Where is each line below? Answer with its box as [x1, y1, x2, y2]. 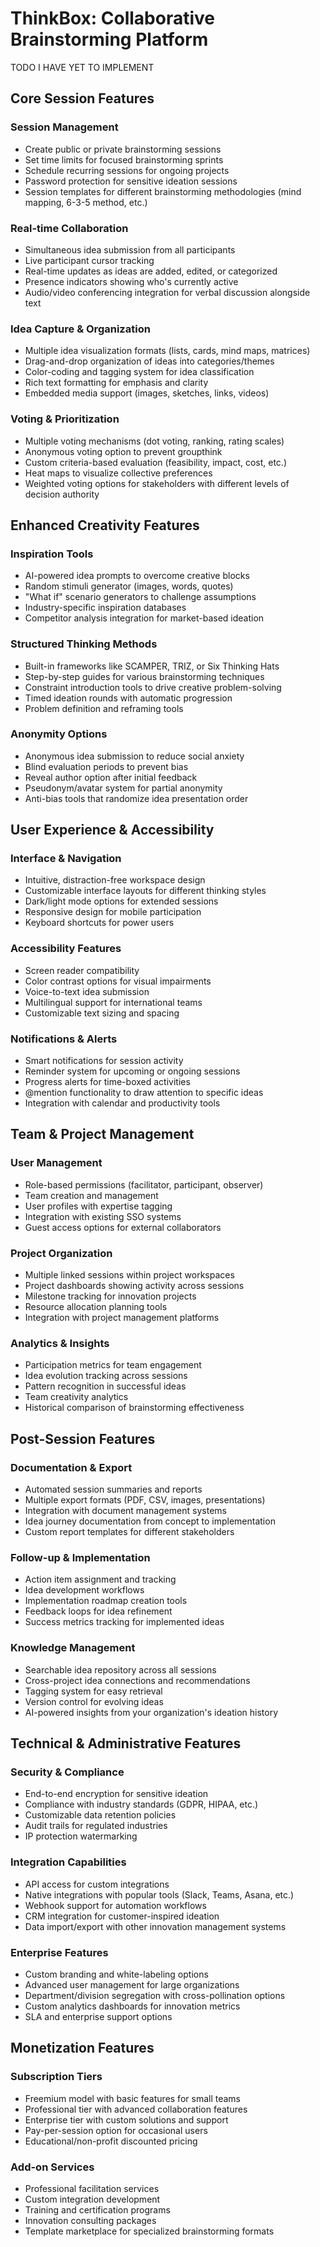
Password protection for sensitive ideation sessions [24, 175, 238, 187]
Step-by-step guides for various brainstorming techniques [24, 670, 265, 682]
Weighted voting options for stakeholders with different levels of [24, 477, 290, 489]
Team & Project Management [10, 1126, 195, 1143]
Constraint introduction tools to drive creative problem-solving [24, 681, 282, 693]
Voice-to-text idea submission [24, 985, 150, 997]
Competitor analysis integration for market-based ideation [24, 612, 265, 624]
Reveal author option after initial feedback [24, 771, 198, 783]
